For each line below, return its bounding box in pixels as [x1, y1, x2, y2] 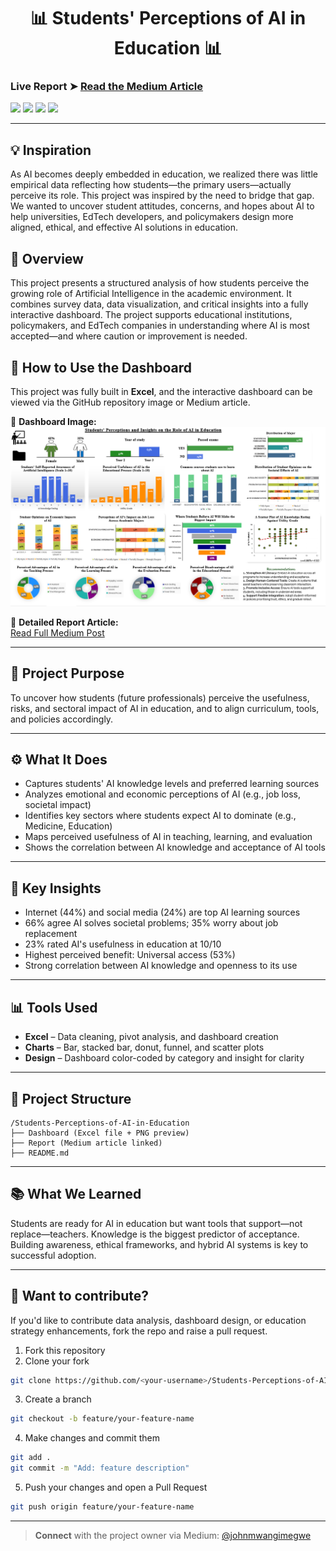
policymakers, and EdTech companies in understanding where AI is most [10, 320, 310, 332]
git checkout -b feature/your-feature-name [10, 1414, 195, 1424]
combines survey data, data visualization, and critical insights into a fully [10, 298, 309, 310]
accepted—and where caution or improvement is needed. [10, 330, 248, 342]
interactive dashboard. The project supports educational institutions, [10, 309, 293, 321]
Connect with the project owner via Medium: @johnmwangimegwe [34, 1529, 312, 1541]
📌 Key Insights [10, 880, 102, 897]
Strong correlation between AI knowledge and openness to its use [24, 960, 298, 972]
